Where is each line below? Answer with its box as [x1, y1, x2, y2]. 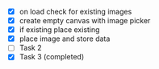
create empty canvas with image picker [19, 16, 151, 26]
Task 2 [19, 43, 42, 53]
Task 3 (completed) [19, 52, 85, 62]
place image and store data [19, 34, 111, 43]
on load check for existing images [19, 7, 132, 16]
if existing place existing [19, 25, 100, 34]
